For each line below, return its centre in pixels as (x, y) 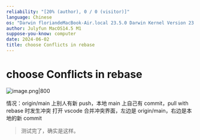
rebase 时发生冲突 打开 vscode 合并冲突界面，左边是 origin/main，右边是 (96, 110)
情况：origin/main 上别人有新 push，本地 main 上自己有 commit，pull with (97, 103)
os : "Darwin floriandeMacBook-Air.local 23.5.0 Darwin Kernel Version (96, 23)
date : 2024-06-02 (28, 39)
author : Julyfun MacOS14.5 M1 (44, 28)
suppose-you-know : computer (41, 34)
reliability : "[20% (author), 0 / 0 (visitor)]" (68, 12)
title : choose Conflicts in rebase (51, 45)
